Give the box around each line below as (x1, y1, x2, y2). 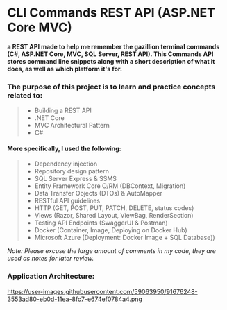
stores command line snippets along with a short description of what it (7, 57, 215, 65)
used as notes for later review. (7, 255, 94, 263)
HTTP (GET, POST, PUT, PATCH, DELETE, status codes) (34, 204, 194, 212)
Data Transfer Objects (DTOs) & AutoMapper (34, 189, 163, 198)
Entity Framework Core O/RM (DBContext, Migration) (34, 182, 186, 190)
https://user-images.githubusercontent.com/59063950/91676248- (7, 287, 198, 295)
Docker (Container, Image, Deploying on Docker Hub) (34, 226, 187, 234)
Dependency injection (34, 160, 98, 168)
